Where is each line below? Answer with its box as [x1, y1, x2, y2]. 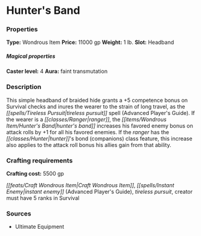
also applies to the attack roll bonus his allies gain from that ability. [6, 141, 171, 148]
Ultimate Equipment [14, 223, 65, 231]
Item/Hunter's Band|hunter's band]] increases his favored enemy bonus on [6, 122, 193, 129]
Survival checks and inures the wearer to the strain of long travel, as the [6, 103, 185, 110]
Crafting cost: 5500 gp [6, 170, 65, 178]
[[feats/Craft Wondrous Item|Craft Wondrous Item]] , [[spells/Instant [6, 182, 174, 189]
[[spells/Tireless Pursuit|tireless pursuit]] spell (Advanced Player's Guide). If [6, 109, 195, 116]
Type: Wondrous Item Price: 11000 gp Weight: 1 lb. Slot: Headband [6, 39, 174, 46]
